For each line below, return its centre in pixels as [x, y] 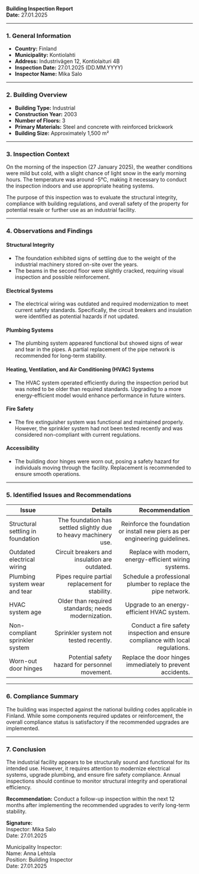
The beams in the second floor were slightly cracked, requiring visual [99, 271]
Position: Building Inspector [39, 859]
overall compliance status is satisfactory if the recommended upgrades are [98, 722]
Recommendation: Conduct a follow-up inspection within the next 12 [90, 799]
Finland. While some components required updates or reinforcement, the [95, 716]
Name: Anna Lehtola [31, 853]
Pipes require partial [84, 577]
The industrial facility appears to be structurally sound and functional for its [98, 762]
